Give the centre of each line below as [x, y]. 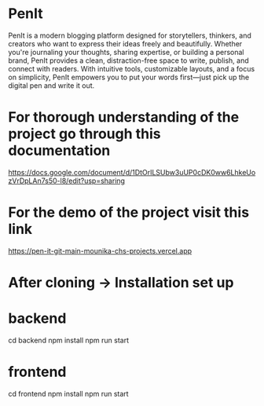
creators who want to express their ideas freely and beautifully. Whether [125, 43]
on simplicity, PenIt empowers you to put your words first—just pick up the [129, 77]
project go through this [84, 134]
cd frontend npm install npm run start [68, 393]
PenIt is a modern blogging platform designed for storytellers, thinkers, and [130, 35]
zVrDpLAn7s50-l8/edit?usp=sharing [67, 181]
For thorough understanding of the [124, 117]
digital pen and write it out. [51, 85]
